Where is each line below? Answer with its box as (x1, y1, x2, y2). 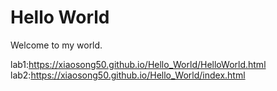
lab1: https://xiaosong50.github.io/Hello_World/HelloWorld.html (10, 58, 267, 70)
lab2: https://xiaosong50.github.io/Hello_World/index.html (10, 69, 246, 81)
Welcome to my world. (10, 39, 103, 51)
